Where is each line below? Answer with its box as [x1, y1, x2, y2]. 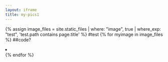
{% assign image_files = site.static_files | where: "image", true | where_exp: [5, 26, 161, 32]
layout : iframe [5, 7, 37, 13]
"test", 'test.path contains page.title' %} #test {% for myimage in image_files [5, 31, 163, 37]
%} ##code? [5, 36, 31, 43]
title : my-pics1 [5, 12, 39, 17]
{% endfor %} [5, 51, 34, 58]
